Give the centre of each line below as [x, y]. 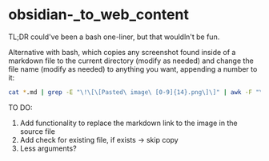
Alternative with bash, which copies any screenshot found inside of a [122, 52]
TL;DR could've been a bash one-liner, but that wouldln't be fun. [114, 37]
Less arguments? [48, 148]
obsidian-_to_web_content [99, 15]
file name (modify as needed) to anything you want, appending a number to [133, 69]
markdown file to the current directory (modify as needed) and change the [131, 61]
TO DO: [21, 107]
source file [38, 131]
